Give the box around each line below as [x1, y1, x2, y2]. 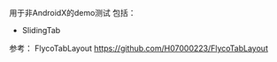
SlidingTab [21, 25, 61, 35]
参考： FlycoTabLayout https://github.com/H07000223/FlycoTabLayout [9, 43, 268, 53]
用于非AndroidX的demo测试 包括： [9, 8, 136, 17]
